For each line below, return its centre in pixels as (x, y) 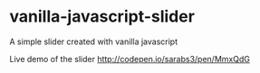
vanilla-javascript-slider (102, 17)
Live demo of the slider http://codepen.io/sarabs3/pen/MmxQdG (130, 59)
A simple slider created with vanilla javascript (94, 41)
